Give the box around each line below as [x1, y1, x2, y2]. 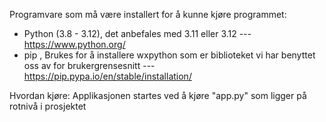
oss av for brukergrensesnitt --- [23, 60, 156, 71]
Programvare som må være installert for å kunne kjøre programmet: [9, 9, 287, 20]
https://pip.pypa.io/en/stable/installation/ [23, 70, 192, 82]
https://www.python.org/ [23, 39, 126, 50]
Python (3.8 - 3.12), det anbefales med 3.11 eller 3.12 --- [23, 28, 252, 39]
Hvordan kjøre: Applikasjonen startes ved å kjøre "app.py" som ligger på [9, 90, 307, 101]
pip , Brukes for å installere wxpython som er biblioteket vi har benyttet [23, 49, 316, 61]
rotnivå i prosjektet [9, 100, 87, 112]
